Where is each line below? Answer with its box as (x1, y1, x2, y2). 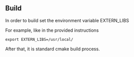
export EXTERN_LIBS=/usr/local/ (5, 37, 73, 42)
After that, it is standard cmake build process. (5, 45, 100, 52)
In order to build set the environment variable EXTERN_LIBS (5, 17, 129, 23)
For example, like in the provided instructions (5, 27, 99, 33)
